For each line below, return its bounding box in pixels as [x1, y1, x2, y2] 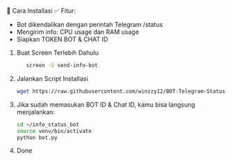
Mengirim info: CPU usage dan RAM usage [16, 28, 140, 36]
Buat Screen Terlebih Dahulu [16, 48, 99, 57]
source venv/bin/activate [16, 127, 92, 134]
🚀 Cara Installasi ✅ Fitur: [6, 7, 76, 15]
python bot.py [16, 134, 58, 141]
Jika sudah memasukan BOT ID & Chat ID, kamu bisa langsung [16, 100, 196, 109]
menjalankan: [16, 107, 56, 116]
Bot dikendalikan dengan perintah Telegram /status [16, 21, 163, 28]
